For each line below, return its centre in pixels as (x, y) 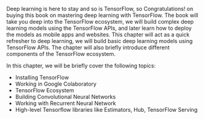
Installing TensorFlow (42, 77)
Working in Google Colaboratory (56, 84)
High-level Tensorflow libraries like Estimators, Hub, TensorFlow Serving (106, 110)
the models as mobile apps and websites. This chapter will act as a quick (98, 35)
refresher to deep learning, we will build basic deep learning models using (100, 41)
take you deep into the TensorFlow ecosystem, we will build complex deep (100, 22)
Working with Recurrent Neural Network (65, 103)
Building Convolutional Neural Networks (65, 97)
